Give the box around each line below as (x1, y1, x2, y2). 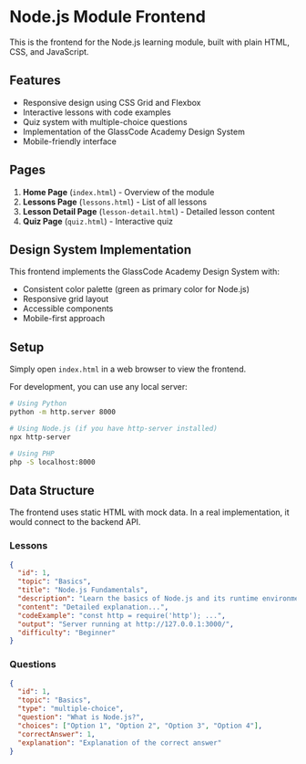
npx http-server (9, 432, 71, 442)
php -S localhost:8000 (9, 457, 96, 466)
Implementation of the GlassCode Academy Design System (22, 126, 246, 137)
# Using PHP (9, 449, 55, 458)
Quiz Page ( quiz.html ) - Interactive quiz (22, 215, 174, 226)
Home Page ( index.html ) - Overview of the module (22, 186, 215, 197)
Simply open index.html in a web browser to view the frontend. (9, 363, 247, 375)
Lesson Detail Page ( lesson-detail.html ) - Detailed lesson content (22, 205, 275, 216)
